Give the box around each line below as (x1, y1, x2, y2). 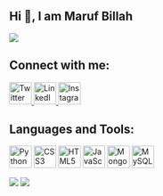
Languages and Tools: (9, 122, 135, 137)
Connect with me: (9, 58, 110, 73)
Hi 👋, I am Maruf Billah (9, 9, 134, 24)
